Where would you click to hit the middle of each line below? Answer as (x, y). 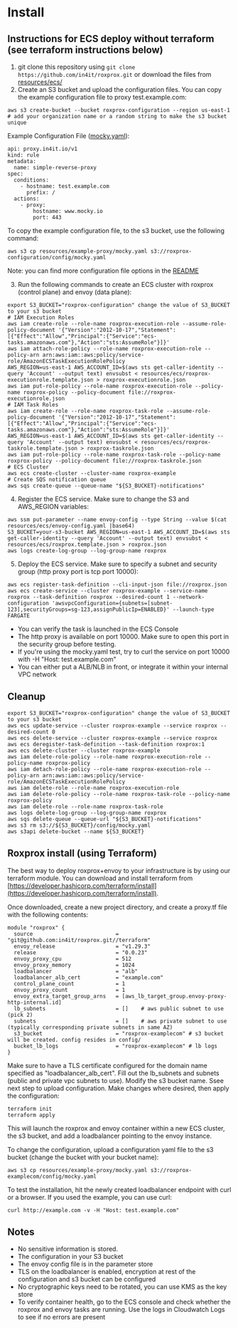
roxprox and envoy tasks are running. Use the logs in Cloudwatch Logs (121, 1309)
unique (17, 122)
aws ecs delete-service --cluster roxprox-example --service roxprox (113, 738)
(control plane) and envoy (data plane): (75, 292)
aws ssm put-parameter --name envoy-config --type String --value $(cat (117, 520)
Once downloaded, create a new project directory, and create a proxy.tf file (117, 907)
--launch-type (194, 610)
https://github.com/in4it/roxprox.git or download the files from (114, 74)
